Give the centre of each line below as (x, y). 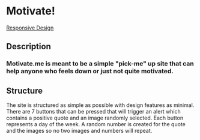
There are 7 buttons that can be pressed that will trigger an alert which (94, 112)
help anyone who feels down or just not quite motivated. (90, 72)
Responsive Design (30, 28)
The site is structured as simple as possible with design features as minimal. (100, 105)
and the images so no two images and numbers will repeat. (79, 131)
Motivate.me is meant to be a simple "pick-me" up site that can (100, 64)
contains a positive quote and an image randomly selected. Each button (95, 118)
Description (29, 47)
